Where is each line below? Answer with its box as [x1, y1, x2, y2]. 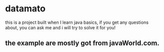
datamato [5, 3, 46, 14]
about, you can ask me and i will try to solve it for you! [5, 24, 116, 30]
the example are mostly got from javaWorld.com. [5, 39, 160, 48]
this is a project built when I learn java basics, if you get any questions [5, 19, 149, 25]
